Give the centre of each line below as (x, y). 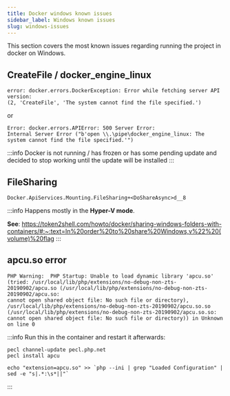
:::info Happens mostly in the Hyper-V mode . (71, 210)
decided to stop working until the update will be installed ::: (91, 160)
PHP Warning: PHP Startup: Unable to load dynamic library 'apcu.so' (111, 276)
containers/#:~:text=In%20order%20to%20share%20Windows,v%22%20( (114, 231)
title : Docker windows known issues (60, 13)
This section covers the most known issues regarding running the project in (114, 46)
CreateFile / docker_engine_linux (79, 75)
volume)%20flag (31, 239)
